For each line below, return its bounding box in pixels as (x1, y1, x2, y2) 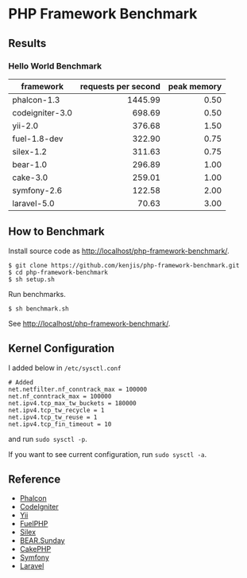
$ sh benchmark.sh (8, 304, 69, 313)
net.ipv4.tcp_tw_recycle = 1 (8, 406, 105, 414)
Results (8, 37, 47, 50)
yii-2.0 (12, 120, 39, 131)
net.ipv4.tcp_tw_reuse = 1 (8, 413, 98, 421)
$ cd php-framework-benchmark (8, 268, 109, 276)
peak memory (168, 80, 222, 92)
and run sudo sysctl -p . (8, 434, 87, 443)
